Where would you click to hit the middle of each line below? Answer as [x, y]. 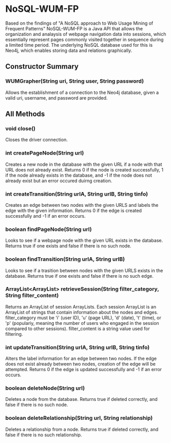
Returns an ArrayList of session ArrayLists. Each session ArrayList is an [81, 306]
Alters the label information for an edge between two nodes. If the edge [81, 359]
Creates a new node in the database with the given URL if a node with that [84, 164]
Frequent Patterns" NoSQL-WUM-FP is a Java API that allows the [74, 28]
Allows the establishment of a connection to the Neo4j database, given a [82, 92]
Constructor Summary [42, 66]
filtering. [14, 334]
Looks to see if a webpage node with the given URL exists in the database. [84, 240]
